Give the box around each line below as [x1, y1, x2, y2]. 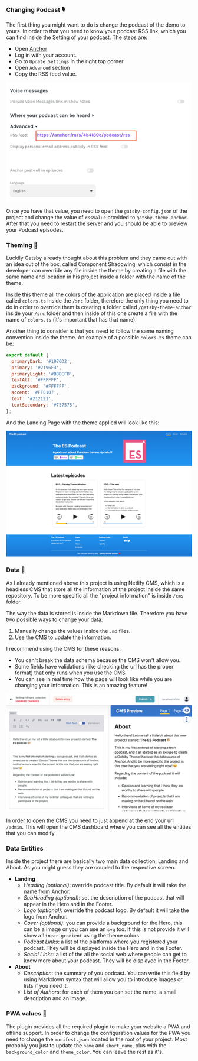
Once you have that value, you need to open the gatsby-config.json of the [6, 207, 187, 215]
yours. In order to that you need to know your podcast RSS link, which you [6, 28, 186, 35]
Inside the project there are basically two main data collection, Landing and [6, 858, 189, 865]
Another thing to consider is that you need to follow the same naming [6, 327, 174, 335]
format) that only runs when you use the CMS [14, 669, 126, 676]
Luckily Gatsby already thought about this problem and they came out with [6, 254, 187, 261]
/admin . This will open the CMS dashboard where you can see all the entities [6, 823, 192, 830]
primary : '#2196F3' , [11, 365, 62, 371]
